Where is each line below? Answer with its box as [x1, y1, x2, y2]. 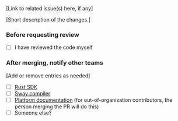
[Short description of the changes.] [6, 16, 90, 23]
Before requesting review [6, 30, 80, 38]
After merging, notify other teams [6, 59, 103, 67]
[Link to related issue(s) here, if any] [6, 5, 93, 12]
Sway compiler [14, 90, 51, 97]
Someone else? [14, 109, 52, 116]
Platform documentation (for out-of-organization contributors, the [14, 96, 173, 104]
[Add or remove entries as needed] [6, 72, 90, 79]
